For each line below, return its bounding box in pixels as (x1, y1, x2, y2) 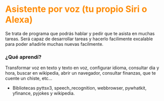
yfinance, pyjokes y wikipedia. (12, 91, 75, 97)
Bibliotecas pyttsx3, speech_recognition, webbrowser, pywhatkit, (12, 85, 146, 91)
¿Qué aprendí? (5, 53, 41, 60)
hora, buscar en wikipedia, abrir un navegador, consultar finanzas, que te (5, 70, 156, 76)
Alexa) (5, 14, 33, 25)
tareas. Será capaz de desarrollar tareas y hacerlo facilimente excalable (5, 36, 153, 42)
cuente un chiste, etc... (5, 76, 52, 82)
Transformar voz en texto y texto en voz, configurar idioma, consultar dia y (5, 65, 159, 71)
